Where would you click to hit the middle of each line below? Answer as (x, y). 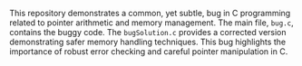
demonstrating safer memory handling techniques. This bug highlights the (148, 42)
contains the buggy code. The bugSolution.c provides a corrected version (148, 32)
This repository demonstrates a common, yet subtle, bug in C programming (150, 13)
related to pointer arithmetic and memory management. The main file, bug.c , (151, 23)
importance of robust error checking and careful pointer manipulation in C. (149, 52)
